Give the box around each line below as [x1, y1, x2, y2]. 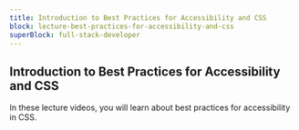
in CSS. [9, 112, 37, 123]
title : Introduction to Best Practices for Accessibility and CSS [9, 13, 267, 23]
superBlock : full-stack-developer [9, 30, 141, 39]
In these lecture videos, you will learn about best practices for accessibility [9, 102, 291, 114]
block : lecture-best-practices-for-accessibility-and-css [9, 22, 234, 31]
